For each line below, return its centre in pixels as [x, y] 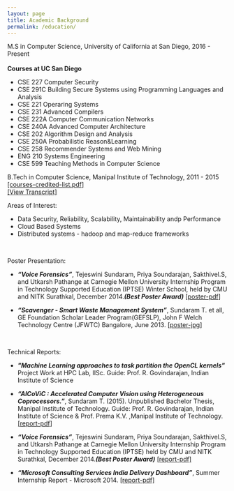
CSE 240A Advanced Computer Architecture [81, 127]
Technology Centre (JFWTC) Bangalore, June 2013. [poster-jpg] [110, 325]
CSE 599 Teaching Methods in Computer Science [89, 164]
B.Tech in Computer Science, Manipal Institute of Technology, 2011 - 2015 [113, 177]
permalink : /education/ [42, 27]
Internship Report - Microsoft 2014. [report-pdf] [86, 480]
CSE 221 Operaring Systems [58, 105]
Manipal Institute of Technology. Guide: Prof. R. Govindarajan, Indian [116, 409]
